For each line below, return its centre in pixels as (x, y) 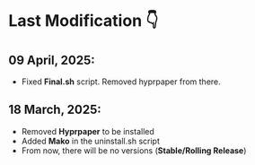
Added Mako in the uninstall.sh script (91, 141)
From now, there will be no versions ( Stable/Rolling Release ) (134, 150)
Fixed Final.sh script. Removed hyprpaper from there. (121, 82)
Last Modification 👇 (84, 21)
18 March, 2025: (55, 110)
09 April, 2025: (52, 60)
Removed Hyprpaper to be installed (88, 131)
